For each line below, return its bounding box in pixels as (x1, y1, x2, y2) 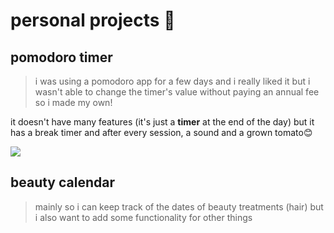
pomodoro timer (10, 49, 113, 66)
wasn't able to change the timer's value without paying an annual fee (34, 86, 320, 98)
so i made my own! (34, 97, 113, 108)
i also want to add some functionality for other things (34, 211, 253, 223)
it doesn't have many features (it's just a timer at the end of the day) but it (10, 116, 315, 128)
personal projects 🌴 (10, 9, 176, 32)
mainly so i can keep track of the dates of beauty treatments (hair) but (34, 200, 324, 213)
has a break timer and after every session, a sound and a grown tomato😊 (10, 127, 313, 138)
